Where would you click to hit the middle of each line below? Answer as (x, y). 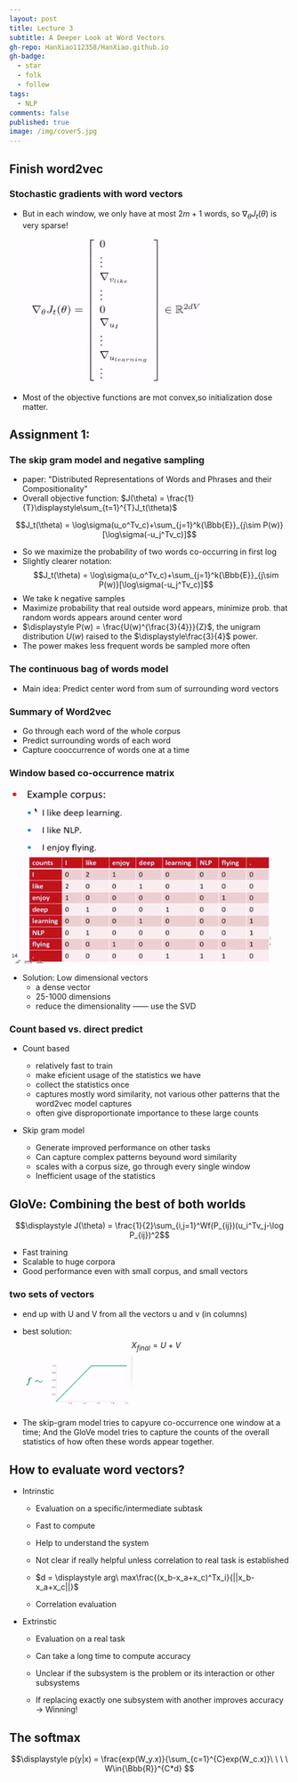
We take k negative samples (74, 599)
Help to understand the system (92, 1543)
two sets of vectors (52, 1295)
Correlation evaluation (76, 1605)
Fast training (45, 1253)
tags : (19, 94)
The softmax (45, 1737)
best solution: (47, 1331)
